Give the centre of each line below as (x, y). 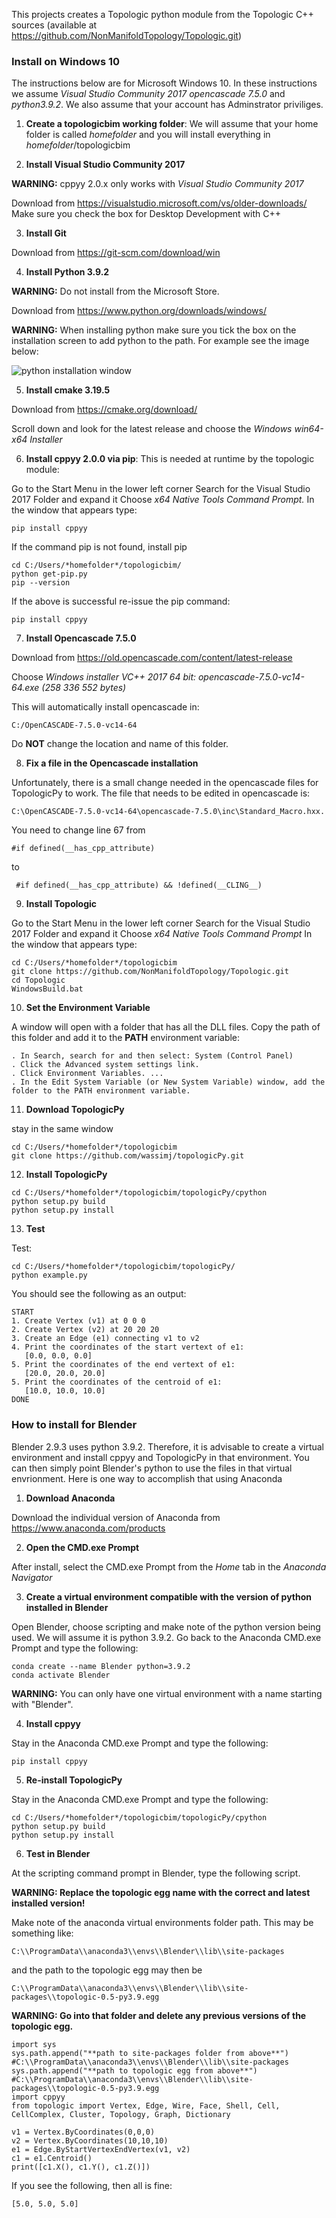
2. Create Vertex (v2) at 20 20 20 (85, 1330)
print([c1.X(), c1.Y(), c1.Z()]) (81, 2167)
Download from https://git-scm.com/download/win (116, 253)
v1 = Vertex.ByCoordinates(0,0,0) (83, 2132)
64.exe (25, 688)
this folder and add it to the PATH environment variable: (126, 1038)
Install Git (46, 233)
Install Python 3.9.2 (67, 272)
